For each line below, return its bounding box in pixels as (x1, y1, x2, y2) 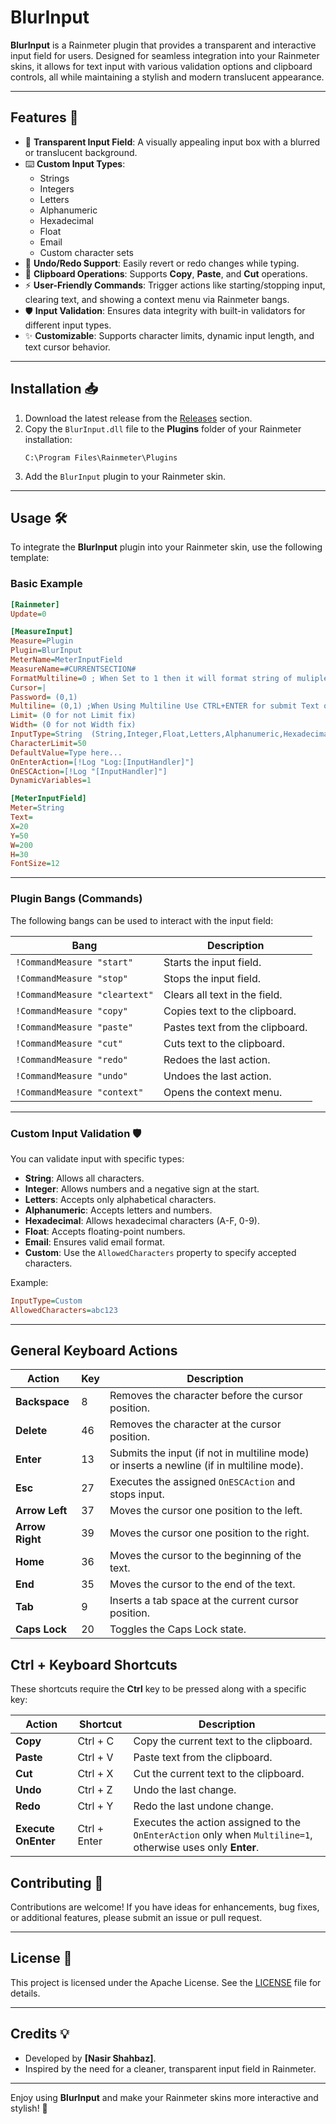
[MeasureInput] (10, 627, 74, 637)
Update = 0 (10, 609, 47, 619)
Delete (15, 1424, 48, 1438)
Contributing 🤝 (10, 1874, 104, 1891)
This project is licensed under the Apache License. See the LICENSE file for (10, 1976, 322, 1988)
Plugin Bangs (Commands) (10, 892, 143, 906)
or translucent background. (24, 146, 138, 158)
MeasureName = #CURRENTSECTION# (10, 664, 137, 674)
